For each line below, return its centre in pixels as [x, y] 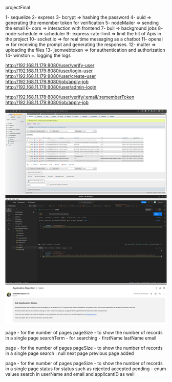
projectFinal [18, 7]
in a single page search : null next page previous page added [70, 353]
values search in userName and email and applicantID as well [70, 374]
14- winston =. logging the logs [38, 55]
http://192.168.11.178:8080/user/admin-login [51, 87]
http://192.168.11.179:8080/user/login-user [49, 71]
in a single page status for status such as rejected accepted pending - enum [86, 369]
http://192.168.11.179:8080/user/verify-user [50, 65]
